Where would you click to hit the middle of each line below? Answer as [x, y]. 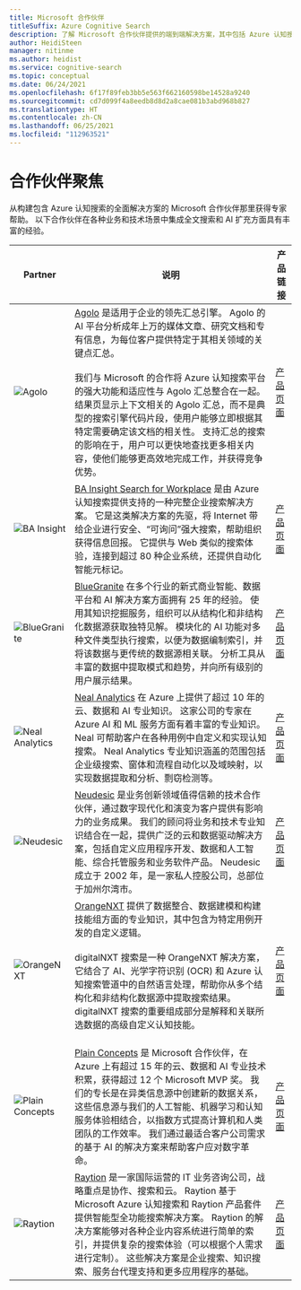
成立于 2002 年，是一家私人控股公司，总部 [165, 876]
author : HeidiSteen [46, 43]
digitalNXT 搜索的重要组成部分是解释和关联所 [169, 1011]
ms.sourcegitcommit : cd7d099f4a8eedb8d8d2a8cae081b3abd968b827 [130, 101]
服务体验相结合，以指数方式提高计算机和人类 [169, 1120]
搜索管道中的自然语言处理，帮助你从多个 [169, 984]
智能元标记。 [102, 569]
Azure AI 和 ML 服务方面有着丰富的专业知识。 [170, 724]
